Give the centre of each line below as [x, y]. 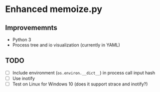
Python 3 [22, 39]
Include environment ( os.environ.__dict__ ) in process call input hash [84, 72]
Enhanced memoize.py [54, 9]
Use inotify [23, 78]
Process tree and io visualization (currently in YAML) [66, 45]
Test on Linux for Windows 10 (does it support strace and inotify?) [80, 84]
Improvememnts [31, 28]
